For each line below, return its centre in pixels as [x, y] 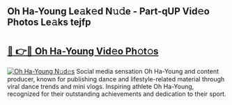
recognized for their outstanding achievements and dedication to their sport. [117, 94]
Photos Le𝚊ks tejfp [49, 23]
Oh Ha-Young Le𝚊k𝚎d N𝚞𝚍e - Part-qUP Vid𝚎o [109, 11]
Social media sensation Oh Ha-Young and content [148, 71]
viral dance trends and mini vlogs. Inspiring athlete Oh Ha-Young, [101, 87]
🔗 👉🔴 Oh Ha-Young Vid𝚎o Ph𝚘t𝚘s [83, 51]
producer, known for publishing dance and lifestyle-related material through [116, 79]
